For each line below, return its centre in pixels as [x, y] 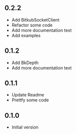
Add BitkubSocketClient [35, 20]
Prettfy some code [30, 100]
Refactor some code [32, 25]
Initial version [25, 127]
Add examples [26, 35]
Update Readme [28, 95]
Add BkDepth [25, 63]
